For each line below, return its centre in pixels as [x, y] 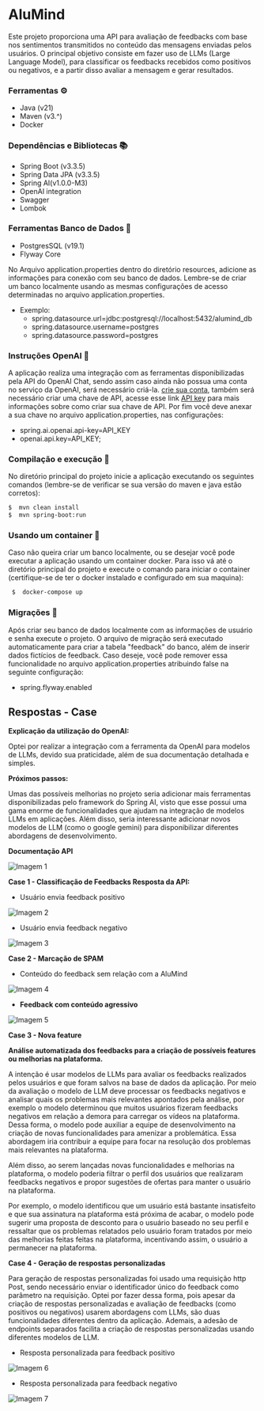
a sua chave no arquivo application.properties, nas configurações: [116, 415]
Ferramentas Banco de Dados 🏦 [70, 229]
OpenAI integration [50, 191]
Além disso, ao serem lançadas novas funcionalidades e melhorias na [121, 1166]
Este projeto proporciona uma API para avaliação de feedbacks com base [128, 36]
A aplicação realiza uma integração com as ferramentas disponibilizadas [126, 373]
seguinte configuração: [46, 672]
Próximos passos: [38, 779]
